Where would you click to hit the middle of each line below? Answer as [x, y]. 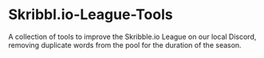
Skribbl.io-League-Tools [91, 15]
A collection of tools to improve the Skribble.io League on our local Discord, [132, 37]
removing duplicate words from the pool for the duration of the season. [125, 44]
